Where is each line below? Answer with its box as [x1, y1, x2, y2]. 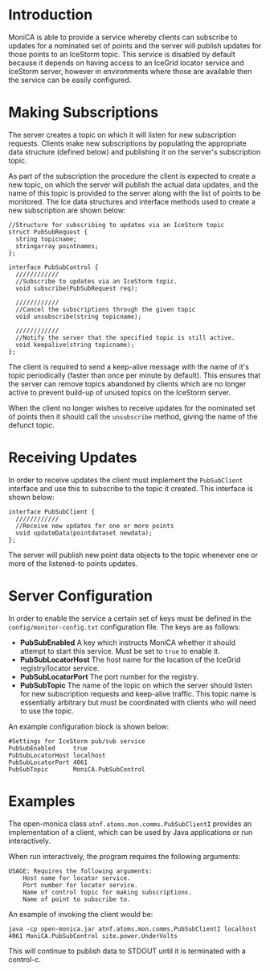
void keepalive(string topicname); [15, 341, 135, 349]
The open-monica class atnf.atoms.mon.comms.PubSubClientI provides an [8, 819, 252, 828]
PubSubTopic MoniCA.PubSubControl [8, 765, 146, 774]
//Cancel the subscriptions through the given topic [15, 305, 196, 313]
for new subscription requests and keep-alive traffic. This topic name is [19, 688, 257, 698]
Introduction [8, 6, 93, 24]
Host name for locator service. [22, 874, 131, 882]
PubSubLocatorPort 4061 [8, 758, 88, 766]
